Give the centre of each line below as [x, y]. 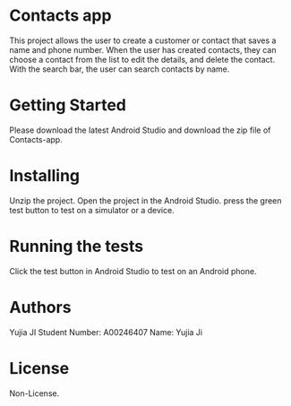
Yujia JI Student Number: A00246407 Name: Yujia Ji [106, 332]
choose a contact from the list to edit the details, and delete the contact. [142, 59]
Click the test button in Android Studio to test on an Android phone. [133, 271]
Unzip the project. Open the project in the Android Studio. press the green [145, 200]
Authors [40, 307]
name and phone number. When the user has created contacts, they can [143, 49]
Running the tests [77, 246]
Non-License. [34, 393]
